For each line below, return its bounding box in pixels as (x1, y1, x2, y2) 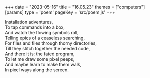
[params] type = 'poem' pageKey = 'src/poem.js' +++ (5, 9, 116, 15)
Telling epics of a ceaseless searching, (5, 35, 85, 41)
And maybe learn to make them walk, (5, 62, 82, 67)
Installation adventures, (5, 19, 53, 25)
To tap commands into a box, (5, 24, 65, 30)
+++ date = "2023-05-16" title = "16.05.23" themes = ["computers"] (5, 4, 145, 10)
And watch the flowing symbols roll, (5, 30, 79, 35)
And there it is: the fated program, (5, 51, 75, 57)
